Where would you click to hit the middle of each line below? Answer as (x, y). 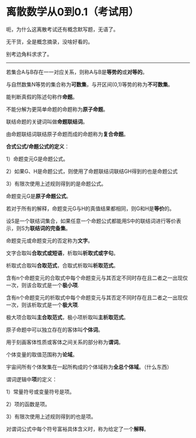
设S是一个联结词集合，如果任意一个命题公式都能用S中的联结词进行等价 (91, 221)
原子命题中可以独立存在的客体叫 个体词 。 (55, 329)
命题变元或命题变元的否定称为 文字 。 (50, 241)
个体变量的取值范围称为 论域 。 (42, 354)
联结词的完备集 (48, 228)
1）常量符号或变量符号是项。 (40, 391)
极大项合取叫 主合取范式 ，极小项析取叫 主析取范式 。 (67, 317)
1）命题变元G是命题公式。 (37, 159)
